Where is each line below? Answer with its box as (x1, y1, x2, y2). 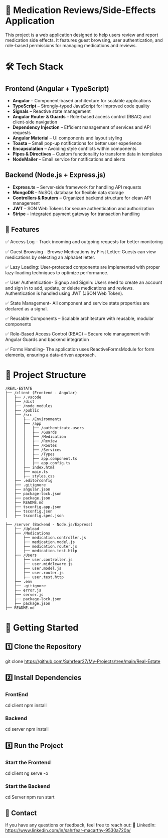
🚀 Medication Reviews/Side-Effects (5, 5, 156, 16)
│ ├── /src (5, 412, 33, 417)
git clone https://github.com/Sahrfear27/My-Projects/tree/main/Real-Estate (5, 658, 160, 664)
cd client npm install (5, 702, 47, 709)
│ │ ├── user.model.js (5, 566, 62, 571)
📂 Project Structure (5, 369, 86, 381)
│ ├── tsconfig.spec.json (5, 513, 64, 518)
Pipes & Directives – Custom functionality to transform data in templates (12, 150, 162, 157)
